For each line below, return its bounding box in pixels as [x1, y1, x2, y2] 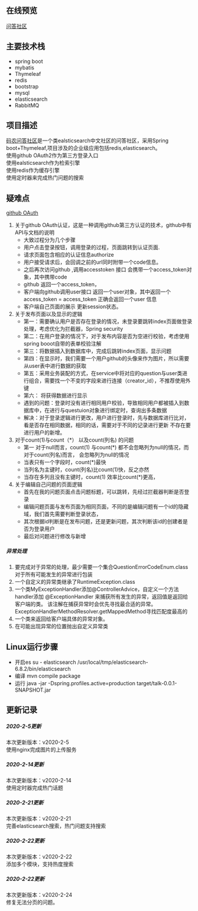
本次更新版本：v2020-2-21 [6, 815, 72, 822]
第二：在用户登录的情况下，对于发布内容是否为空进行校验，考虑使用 [23, 333, 190, 340]
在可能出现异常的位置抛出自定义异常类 [14, 623, 108, 630]
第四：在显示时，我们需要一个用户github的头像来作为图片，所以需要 [23, 355, 190, 362]
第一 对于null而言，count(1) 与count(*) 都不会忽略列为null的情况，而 [23, 444, 189, 451]
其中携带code [34, 273, 67, 280]
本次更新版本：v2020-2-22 [6, 853, 73, 861]
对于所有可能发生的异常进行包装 [14, 571, 93, 578]
